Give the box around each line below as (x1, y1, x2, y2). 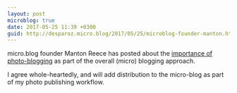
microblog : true (7, 17, 55, 24)
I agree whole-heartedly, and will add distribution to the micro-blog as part (7, 70, 224, 79)
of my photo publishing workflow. (7, 78, 104, 87)
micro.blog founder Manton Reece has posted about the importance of (7, 49, 213, 58)
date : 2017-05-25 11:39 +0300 (7, 23, 97, 30)
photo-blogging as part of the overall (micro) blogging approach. (7, 57, 195, 66)
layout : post (7, 10, 46, 18)
